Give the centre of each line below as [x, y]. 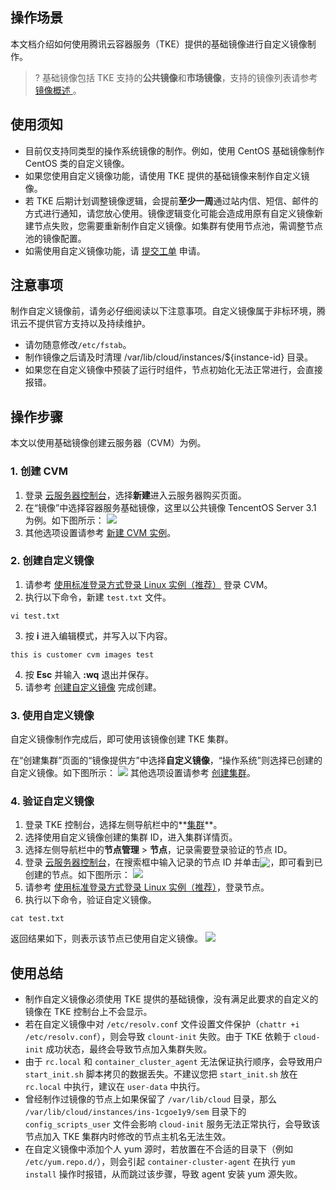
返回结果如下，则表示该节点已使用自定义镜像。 [106, 939]
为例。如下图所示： [64, 520]
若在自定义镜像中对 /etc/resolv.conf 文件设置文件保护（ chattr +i [162, 1024]
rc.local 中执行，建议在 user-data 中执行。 [115, 1087]
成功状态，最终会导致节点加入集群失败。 [129, 1049]
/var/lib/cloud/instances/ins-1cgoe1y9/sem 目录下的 [135, 1112]
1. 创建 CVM [39, 471]
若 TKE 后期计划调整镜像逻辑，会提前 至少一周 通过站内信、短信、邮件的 [171, 200]
